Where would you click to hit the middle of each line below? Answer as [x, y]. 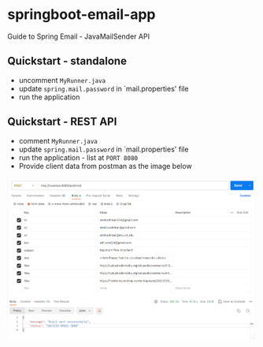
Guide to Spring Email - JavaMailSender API [79, 36]
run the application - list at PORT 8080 [78, 157]
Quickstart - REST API [62, 122]
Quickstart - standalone [67, 61]
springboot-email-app [81, 15]
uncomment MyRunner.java [62, 80]
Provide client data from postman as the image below [105, 166]
